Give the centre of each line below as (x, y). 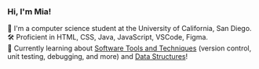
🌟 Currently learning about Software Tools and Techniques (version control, (129, 48)
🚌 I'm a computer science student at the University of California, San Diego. (129, 29)
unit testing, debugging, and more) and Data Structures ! (98, 57)
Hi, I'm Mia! (29, 12)
